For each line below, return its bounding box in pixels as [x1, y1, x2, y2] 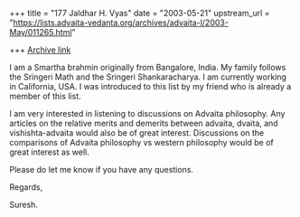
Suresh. [9, 199, 39, 210]
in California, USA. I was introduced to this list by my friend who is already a [9, 81, 292, 91]
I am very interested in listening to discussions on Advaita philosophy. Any [9, 108, 286, 118]
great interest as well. [9, 146, 90, 157]
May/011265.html [9, 27, 72, 37]
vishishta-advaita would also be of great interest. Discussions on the [9, 127, 265, 138]
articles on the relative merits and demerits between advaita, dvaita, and [9, 118, 278, 128]
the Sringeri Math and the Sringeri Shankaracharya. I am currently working [9, 71, 287, 82]
